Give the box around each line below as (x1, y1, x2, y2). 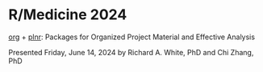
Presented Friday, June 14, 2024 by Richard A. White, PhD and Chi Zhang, (8, 47, 254, 57)
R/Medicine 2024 (8, 6, 127, 24)
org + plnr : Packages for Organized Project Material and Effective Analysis (8, 32, 256, 42)
